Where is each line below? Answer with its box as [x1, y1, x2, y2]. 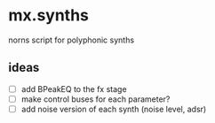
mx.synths [8, 5, 90, 26]
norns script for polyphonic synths [8, 35, 135, 45]
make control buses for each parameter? [20, 94, 171, 104]
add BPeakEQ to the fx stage [20, 83, 127, 94]
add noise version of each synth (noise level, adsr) [20, 104, 207, 114]
